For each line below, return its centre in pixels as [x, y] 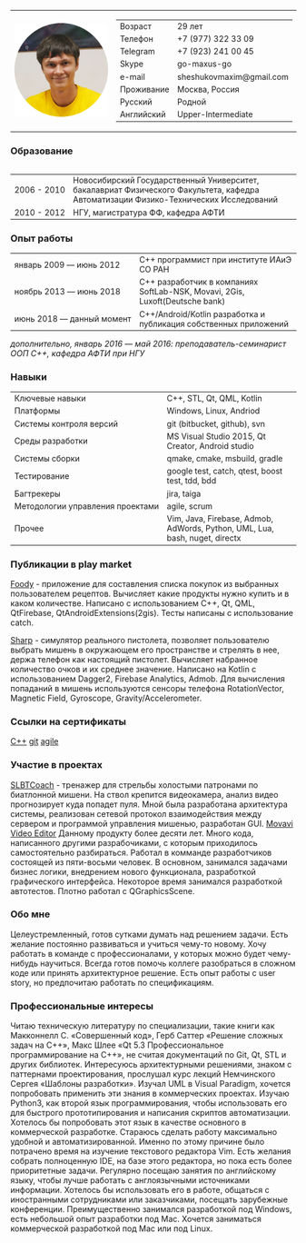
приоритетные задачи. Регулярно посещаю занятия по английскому [143, 1171]
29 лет [190, 26]
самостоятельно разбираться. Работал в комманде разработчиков [141, 852]
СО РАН [154, 270]
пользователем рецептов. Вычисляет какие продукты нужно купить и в [150, 593]
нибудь [25, 963]
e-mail [133, 76]
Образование [42, 151]
